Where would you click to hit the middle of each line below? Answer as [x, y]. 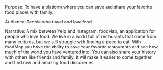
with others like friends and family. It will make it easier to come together [79, 57]
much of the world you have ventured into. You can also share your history [81, 52]
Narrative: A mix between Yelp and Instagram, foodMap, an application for [80, 31]
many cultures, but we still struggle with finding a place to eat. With [73, 42]
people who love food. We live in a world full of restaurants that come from [81, 36]
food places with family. [29, 12]
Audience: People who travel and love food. [49, 22]
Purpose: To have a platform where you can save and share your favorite [79, 7]
